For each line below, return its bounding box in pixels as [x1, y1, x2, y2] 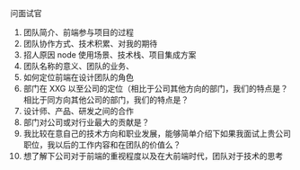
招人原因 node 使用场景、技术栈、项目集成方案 [22, 49, 197, 60]
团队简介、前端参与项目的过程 [22, 27, 134, 38]
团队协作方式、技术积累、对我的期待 [22, 39, 158, 49]
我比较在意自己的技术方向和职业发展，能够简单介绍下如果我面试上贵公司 [22, 129, 291, 139]
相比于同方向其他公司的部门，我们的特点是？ [22, 94, 190, 105]
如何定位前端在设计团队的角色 [22, 72, 134, 83]
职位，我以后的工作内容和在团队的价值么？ [22, 139, 181, 150]
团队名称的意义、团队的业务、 [22, 61, 134, 71]
